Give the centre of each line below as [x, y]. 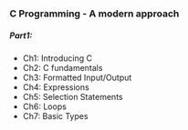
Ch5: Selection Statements [73, 96]
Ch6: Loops [44, 106]
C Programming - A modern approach [94, 14]
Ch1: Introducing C [57, 58]
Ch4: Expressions [56, 87]
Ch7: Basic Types [55, 115]
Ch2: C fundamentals [63, 67]
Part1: [21, 35]
